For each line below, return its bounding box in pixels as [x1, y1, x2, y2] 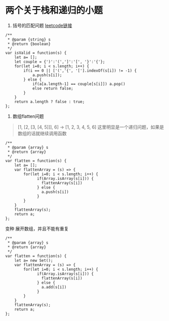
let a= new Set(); [14, 258, 53, 263]
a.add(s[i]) [41, 284, 67, 290]
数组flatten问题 [12, 113, 44, 119]
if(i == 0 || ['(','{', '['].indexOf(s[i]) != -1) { [23, 68, 137, 73]
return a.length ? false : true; [14, 99, 85, 104]
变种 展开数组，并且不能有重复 [5, 226, 69, 232]
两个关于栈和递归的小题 [5, 5, 103, 16]
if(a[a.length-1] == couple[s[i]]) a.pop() [32, 81, 125, 86]
